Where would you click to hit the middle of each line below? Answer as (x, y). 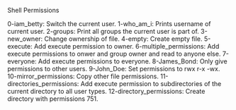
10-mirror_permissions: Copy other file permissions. (83, 76)
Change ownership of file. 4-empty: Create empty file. (124, 39)
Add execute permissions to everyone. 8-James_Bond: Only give (133, 61)
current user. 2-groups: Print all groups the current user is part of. (103, 31)
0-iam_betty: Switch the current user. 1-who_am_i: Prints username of (109, 24)
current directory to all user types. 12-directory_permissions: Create (106, 91)
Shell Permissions (33, 10)
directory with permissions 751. (53, 99)
